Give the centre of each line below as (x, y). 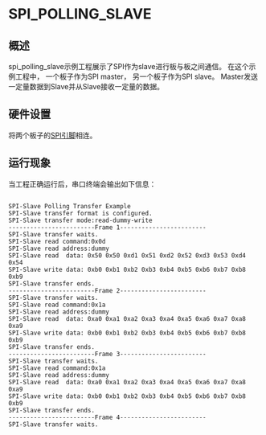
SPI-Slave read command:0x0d (57, 241)
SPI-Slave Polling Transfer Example (70, 206)
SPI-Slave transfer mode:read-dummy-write (80, 220)
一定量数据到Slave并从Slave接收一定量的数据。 (86, 86)
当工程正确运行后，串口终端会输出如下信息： (82, 184)
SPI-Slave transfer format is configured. (80, 213)
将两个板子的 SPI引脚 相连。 (53, 135)
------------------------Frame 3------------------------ (107, 354)
